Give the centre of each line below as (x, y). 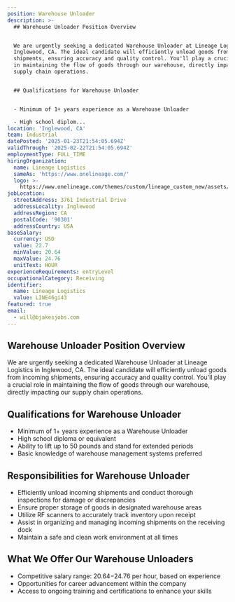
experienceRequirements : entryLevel (60, 272)
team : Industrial (33, 135)
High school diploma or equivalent (67, 439)
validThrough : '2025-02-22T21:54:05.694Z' (70, 148)
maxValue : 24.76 (37, 259)
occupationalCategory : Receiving (56, 278)
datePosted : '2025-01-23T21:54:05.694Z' (67, 142)
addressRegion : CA (41, 213)
